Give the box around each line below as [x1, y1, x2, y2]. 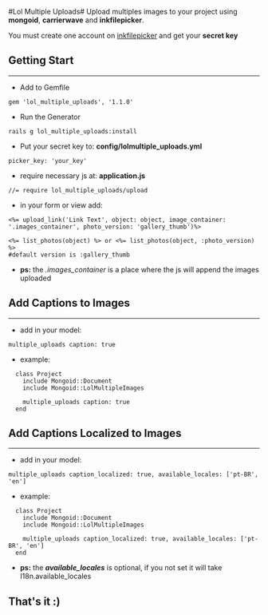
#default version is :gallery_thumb [8, 251, 130, 259]
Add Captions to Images [8, 296, 130, 310]
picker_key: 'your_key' [8, 157, 88, 165]
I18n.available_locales [19, 571, 92, 581]
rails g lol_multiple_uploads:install [8, 127, 137, 135]
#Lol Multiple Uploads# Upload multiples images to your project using [8, 7, 238, 16]
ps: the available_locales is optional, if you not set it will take [19, 563, 223, 573]
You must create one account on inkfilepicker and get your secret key [8, 31, 238, 40]
